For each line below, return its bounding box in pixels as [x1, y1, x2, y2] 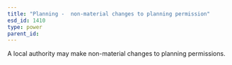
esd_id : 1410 [7, 17, 46, 24]
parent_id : [7, 30, 40, 37]
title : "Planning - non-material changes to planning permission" [7, 10, 211, 18]
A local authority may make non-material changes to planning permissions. [7, 49, 226, 58]
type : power [7, 23, 42, 30]
